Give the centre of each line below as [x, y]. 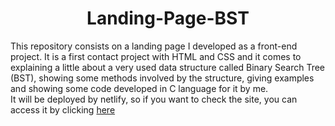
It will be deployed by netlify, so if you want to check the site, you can [154, 99]
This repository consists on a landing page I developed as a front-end [154, 46]
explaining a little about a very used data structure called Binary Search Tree [168, 67]
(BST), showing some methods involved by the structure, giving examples [162, 78]
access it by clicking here [63, 109]
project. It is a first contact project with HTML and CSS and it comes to [156, 56]
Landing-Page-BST [168, 18]
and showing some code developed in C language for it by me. [139, 88]
